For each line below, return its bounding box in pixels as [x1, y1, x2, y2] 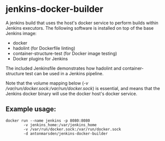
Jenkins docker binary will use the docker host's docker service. [5, 91, 138, 96]
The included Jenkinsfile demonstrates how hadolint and [5, 65, 122, 71]
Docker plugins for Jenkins [12, 55, 68, 61]
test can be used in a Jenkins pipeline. [25, 70, 104, 76]
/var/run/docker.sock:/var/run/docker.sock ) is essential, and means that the [5, 85, 160, 91]
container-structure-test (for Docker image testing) [12, 50, 117, 56]
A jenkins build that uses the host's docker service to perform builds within [5, 20, 159, 26]
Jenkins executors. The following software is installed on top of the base [5, 25, 154, 31]
